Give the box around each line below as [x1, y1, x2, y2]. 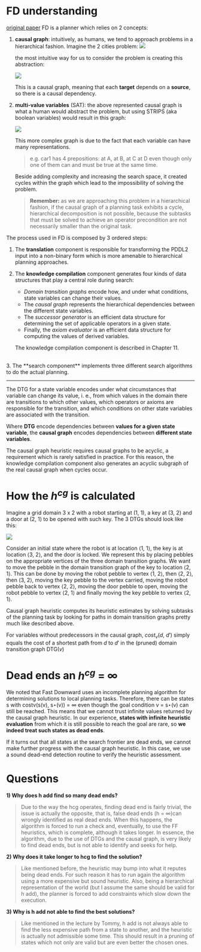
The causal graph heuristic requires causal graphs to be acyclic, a [6, 447, 169, 454]
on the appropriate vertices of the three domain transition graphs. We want [6, 558, 191, 565]
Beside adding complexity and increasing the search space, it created [14, 172, 187, 180]
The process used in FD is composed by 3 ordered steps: [6, 234, 148, 241]
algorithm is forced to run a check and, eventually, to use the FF [20, 823, 178, 830]
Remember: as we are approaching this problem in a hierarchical [29, 197, 190, 204]
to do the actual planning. [6, 368, 69, 375]
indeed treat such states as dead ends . [6, 727, 105, 734]
